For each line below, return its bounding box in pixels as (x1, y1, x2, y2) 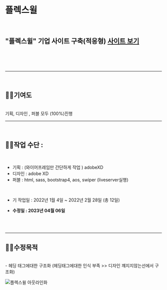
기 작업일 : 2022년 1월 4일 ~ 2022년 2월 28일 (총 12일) (12, 197, 120, 203)
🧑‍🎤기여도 (5, 91, 32, 99)
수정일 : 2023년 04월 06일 (12, 207, 66, 214)
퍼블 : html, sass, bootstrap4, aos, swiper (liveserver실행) (12, 177, 129, 183)
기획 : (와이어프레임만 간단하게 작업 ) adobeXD (12, 165, 103, 171)
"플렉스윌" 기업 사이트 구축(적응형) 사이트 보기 (5, 37, 139, 45)
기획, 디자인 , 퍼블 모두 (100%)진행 (5, 110, 73, 116)
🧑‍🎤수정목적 (5, 243, 38, 252)
